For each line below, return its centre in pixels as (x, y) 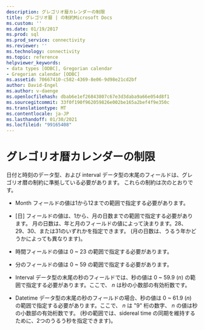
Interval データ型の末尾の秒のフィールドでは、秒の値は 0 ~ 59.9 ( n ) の (103, 278)
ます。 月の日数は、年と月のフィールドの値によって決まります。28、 (101, 224)
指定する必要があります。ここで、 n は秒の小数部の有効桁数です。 (108, 285)
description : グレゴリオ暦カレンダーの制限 (56, 12)
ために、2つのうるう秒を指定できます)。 (66, 321)
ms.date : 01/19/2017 (32, 29)
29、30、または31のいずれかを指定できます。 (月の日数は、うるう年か (103, 231)
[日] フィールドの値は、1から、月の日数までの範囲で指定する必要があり (104, 216)
